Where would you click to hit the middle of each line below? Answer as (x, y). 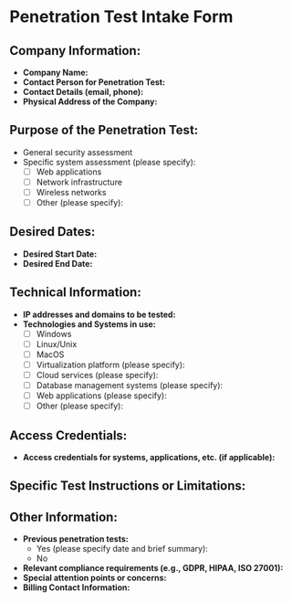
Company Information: (75, 51)
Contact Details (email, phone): (83, 92)
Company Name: (55, 72)
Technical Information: (75, 293)
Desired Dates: (52, 232)
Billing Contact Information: (76, 587)
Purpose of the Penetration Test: (104, 130)
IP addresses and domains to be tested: (99, 314)
